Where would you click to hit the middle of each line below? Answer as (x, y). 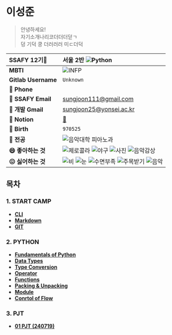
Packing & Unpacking (41, 286)
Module (24, 292)
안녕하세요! (33, 29)
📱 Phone (21, 89)
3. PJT (15, 313)
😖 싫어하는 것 (27, 161)
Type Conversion (36, 267)
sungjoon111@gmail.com (98, 99)
